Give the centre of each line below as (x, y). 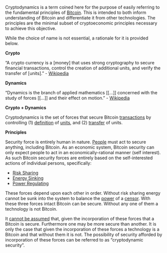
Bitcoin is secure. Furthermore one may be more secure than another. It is (81, 224)
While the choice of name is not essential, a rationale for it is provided (77, 38)
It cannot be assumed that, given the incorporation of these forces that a (80, 219)
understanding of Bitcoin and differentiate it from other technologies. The (80, 18)
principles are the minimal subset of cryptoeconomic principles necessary (81, 23)
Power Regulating (30, 183)
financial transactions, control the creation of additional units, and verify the (83, 68)
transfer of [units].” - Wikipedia (37, 73)
